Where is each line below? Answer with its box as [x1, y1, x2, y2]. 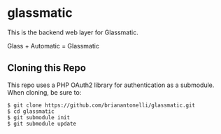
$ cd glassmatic [7, 107, 55, 115]
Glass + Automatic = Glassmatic [7, 41, 100, 50]
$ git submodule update [7, 120, 77, 127]
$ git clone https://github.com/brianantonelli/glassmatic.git [7, 102, 196, 109]
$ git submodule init [7, 114, 71, 121]
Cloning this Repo [7, 62, 86, 74]
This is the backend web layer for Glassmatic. [7, 28, 138, 36]
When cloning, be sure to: [7, 88, 82, 96]
